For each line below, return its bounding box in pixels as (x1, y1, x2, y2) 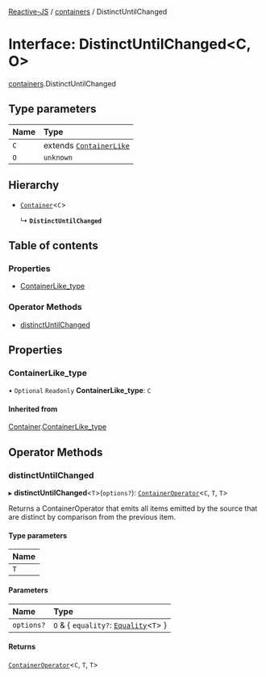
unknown (43, 153, 73, 162)
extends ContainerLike (43, 140, 131, 151)
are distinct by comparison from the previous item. (8, 512, 177, 522)
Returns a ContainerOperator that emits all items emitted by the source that (8, 504, 258, 513)
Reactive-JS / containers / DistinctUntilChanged (8, 7, 168, 16)
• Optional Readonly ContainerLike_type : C (8, 386, 152, 395)
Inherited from (8, 403, 58, 414)
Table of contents (8, 238, 98, 253)
